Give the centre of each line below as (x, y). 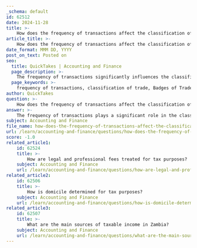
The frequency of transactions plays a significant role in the (97, 115)
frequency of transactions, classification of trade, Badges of (97, 88)
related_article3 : (28, 208)
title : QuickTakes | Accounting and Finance (67, 66)
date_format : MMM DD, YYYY (39, 50)
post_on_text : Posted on (36, 55)
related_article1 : (28, 143)
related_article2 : (28, 176)
